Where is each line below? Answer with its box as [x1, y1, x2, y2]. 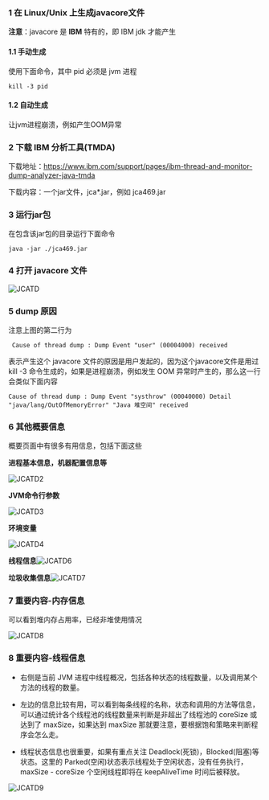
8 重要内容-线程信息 [8, 653, 86, 664]
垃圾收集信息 [8, 573, 51, 583]
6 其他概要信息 [8, 421, 66, 432]
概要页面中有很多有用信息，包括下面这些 [8, 441, 142, 451]
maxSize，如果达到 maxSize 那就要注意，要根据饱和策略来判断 [43, 720, 251, 729]
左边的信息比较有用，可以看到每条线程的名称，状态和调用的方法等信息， [19, 699, 259, 709]
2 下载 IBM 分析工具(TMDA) [8, 142, 116, 153]
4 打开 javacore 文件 [8, 265, 88, 277]
